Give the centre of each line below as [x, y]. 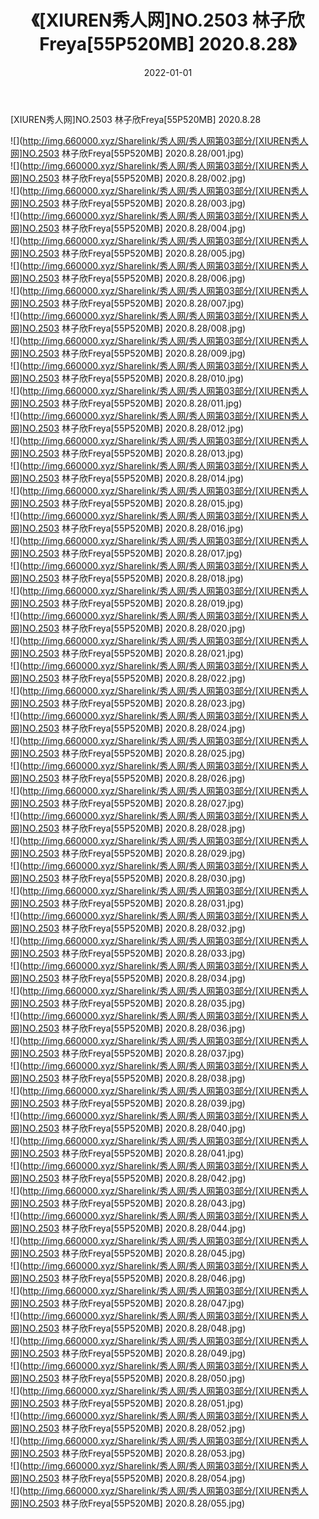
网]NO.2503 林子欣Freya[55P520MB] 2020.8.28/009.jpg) [128, 353]
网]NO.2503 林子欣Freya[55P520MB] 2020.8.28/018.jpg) [127, 578]
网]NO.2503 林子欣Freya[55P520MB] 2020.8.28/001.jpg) [127, 153]
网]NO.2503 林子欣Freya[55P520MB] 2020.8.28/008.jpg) [128, 328]
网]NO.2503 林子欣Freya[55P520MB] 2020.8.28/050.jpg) [128, 1378]
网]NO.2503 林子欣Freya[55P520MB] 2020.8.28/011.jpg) [126, 403]
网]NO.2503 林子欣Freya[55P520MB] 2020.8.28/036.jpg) [128, 1028]
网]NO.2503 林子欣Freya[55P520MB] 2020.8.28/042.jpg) [128, 1178]
